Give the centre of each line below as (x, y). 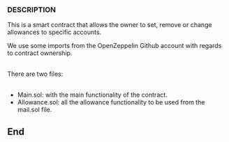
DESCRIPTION (32, 10)
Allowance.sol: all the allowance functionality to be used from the (111, 102)
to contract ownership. (40, 53)
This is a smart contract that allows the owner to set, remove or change (110, 25)
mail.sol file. (35, 110)
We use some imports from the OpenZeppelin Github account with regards (114, 46)
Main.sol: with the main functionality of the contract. (92, 95)
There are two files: (35, 74)
